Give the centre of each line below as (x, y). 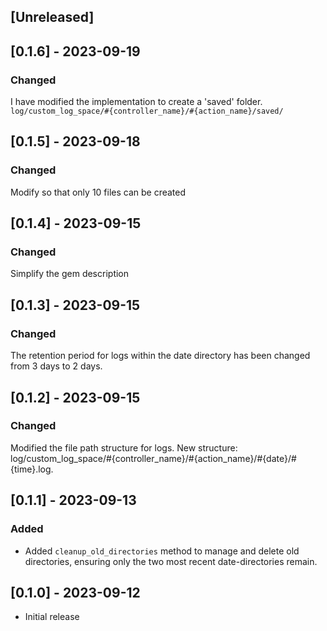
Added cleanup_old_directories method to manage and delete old (162, 551)
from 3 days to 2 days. (56, 366)
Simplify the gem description (70, 274)
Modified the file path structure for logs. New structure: (124, 447)
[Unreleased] (52, 17)
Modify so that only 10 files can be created (98, 192)
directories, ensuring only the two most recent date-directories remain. (171, 561)
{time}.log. (32, 469)
